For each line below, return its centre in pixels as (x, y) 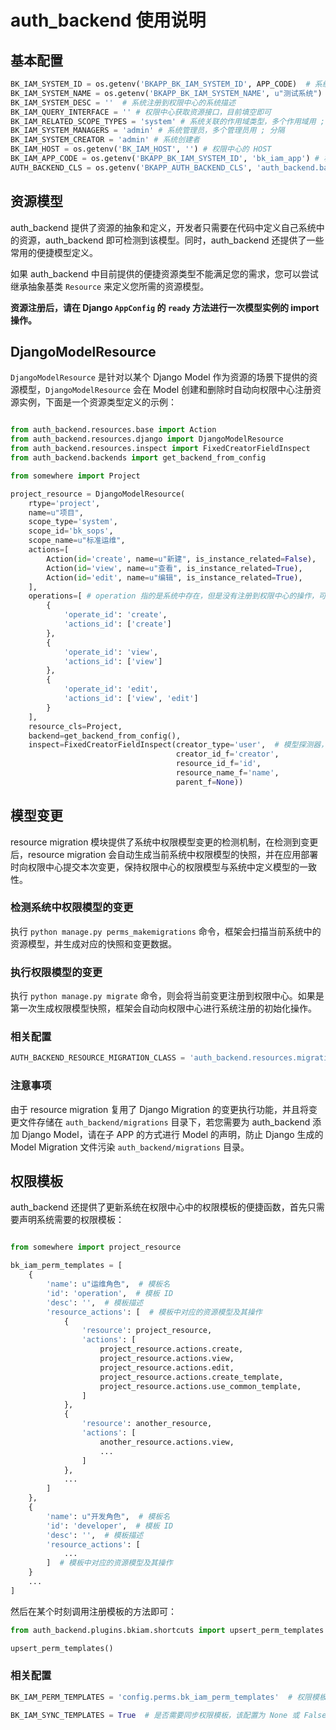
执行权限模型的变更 (56, 972)
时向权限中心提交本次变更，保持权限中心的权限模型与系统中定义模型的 (155, 867)
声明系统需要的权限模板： (71, 1220)
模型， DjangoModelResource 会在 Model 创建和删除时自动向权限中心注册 (165, 390)
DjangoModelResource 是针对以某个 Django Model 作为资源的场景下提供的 (160, 377)
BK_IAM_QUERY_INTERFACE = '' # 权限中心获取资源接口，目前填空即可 (141, 112)
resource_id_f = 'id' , (218, 764)
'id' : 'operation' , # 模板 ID (110, 1293)
